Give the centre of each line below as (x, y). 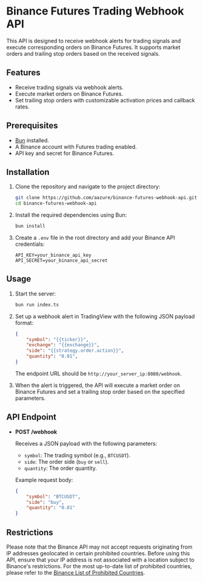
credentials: (30, 244)
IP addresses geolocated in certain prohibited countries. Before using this (98, 553)
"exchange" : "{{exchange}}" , (63, 345)
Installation (28, 172)
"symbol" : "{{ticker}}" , (58, 339)
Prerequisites (32, 126)
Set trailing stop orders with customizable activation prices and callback (105, 100)
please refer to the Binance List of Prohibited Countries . (76, 572)
